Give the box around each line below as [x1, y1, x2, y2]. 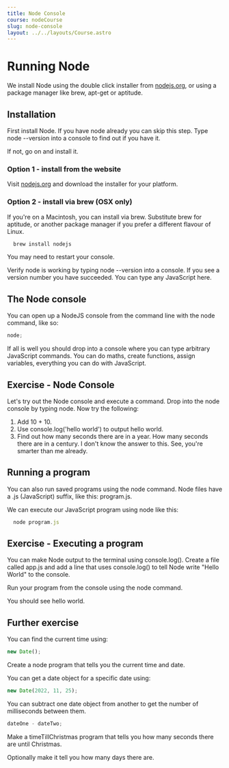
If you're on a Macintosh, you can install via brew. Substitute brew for [7, 213, 202, 221]
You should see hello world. [7, 597, 85, 605]
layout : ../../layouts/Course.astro [7, 29, 111, 36]
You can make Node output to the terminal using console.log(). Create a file [7, 556, 220, 564]
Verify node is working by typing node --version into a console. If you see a [7, 266, 220, 274]
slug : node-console [7, 23, 63, 29]
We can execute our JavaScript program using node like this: [7, 505, 179, 514]
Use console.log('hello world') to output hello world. [16, 424, 164, 433]
